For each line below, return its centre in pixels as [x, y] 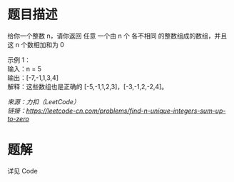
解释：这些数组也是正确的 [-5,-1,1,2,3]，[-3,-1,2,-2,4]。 [88, 86]
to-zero [19, 118]
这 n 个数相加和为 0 [36, 44]
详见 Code [22, 171]
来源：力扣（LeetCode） [44, 101]
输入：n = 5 [24, 69]
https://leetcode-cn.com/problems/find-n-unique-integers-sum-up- [126, 111]
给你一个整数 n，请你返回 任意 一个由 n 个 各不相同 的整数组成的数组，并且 [117, 36]
